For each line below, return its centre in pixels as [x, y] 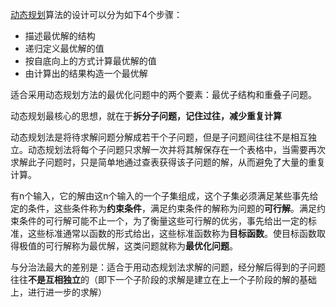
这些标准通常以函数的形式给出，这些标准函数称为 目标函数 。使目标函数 [172, 233]
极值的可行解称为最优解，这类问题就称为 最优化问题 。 [128, 246]
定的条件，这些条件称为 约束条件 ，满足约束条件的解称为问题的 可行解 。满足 [163, 208]
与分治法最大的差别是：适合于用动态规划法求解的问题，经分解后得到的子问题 [168, 267]
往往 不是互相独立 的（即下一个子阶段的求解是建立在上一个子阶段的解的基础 [163, 279]
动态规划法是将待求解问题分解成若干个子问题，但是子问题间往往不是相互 [159, 137]
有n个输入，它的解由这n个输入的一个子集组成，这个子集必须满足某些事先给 [164, 196]
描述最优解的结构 [60, 36]
